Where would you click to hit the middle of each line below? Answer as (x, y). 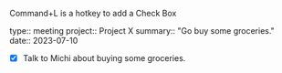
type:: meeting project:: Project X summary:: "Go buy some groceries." (142, 31)
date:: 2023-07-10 (44, 41)
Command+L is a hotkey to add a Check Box (93, 13)
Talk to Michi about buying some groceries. (104, 58)
